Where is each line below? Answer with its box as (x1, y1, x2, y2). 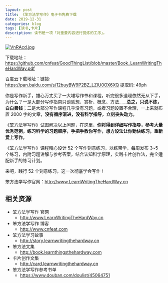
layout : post (5, 7, 32, 12)
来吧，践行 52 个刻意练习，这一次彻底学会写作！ (5, 168, 105, 174)
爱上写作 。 (5, 134, 27, 140)
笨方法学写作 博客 (12, 220, 49, 226)
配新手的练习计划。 (5, 158, 45, 163)
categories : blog (5, 21, 41, 26)
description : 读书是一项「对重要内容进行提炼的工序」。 (5, 30, 107, 35)
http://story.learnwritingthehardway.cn (19, 238, 99, 244)
